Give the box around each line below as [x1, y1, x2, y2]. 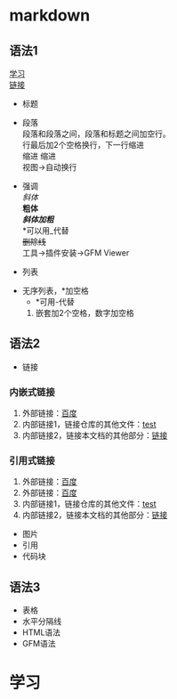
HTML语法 [21, 627, 60, 638]
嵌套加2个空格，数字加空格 [35, 308, 135, 318]
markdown [9, 5, 91, 26]
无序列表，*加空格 [21, 286, 89, 296]
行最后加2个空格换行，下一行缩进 [21, 140, 145, 150]
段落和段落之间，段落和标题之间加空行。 [21, 128, 171, 139]
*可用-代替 [35, 297, 76, 307]
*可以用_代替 [21, 225, 69, 236]
